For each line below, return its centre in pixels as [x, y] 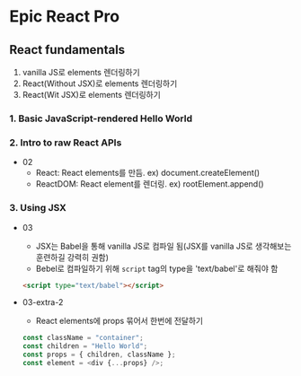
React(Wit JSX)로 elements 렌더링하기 [92, 95]
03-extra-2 [43, 302]
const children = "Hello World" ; [85, 346]
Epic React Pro [64, 17]
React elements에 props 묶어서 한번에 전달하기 [120, 321]
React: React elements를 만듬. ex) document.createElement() [148, 173]
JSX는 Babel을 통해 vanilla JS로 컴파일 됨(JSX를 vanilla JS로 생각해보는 [164, 246]
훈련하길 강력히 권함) [72, 257]
